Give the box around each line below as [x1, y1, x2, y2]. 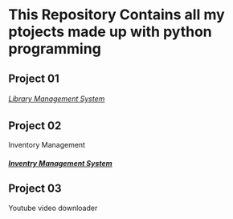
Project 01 [8, 71, 59, 85]
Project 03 [8, 182, 62, 196]
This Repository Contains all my [8, 6, 225, 24]
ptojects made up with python [8, 22, 213, 41]
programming [8, 40, 102, 58]
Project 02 [8, 119, 62, 132]
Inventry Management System [8, 158, 112, 168]
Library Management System [8, 94, 105, 103]
